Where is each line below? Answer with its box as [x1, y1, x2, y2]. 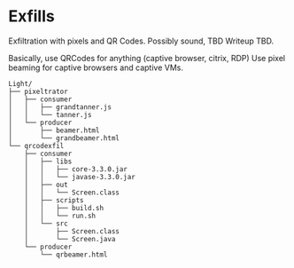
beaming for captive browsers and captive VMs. [8, 62, 183, 73]
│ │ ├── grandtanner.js [8, 102, 112, 112]
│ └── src [24, 219, 68, 228]
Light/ [8, 79, 33, 88]
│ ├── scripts [24, 195, 85, 205]
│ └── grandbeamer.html [8, 133, 120, 143]
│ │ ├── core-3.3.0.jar [24, 164, 128, 174]
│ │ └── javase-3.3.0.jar [24, 172, 136, 181]
